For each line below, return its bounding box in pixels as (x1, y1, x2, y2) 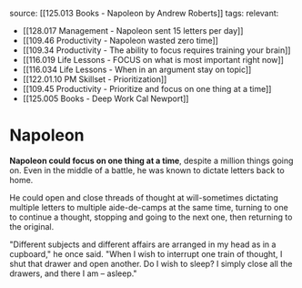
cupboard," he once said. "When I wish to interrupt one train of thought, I (9, 248, 283, 259)
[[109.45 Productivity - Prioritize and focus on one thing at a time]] (22, 84, 272, 94)
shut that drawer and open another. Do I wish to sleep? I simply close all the (9, 258, 293, 269)
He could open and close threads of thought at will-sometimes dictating (9, 191, 279, 203)
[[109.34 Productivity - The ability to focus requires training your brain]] (22, 45, 291, 56)
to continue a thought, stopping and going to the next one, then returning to (9, 211, 293, 222)
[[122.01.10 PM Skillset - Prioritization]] (22, 74, 167, 85)
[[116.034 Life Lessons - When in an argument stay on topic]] (22, 64, 252, 75)
